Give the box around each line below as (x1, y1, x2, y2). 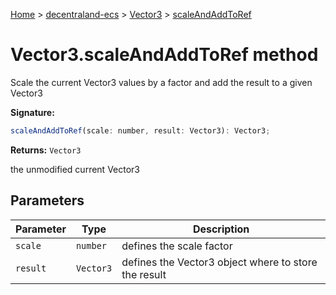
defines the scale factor (121, 239, 233, 253)
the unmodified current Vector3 (10, 163, 140, 175)
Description (192, 222, 250, 236)
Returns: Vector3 (10, 144, 82, 156)
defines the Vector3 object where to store (121, 255, 318, 269)
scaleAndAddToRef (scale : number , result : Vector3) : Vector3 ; (10, 125, 271, 136)
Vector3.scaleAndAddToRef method (10, 44, 319, 66)
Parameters (10, 192, 85, 209)
